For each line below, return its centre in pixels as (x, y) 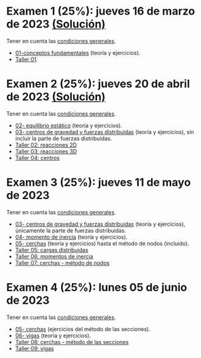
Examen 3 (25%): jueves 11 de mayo (99, 182)
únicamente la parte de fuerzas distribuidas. (71, 230)
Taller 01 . (26, 59)
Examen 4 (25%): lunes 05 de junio (97, 287)
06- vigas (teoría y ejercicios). (53, 335)
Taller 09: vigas (34, 348)
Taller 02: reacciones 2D (46, 145)
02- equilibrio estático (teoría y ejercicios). (69, 125)
